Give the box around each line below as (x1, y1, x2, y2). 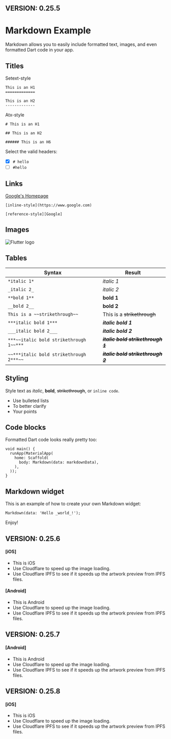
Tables (5, 254, 27, 262)
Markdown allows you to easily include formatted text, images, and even (5, 41, 157, 47)
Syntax (44, 269, 62, 276)
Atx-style (5, 112, 24, 118)
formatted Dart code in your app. (5, 47, 74, 53)
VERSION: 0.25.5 (5, 4, 61, 13)
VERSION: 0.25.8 (5, 686, 61, 696)
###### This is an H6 (5, 140, 51, 145)
